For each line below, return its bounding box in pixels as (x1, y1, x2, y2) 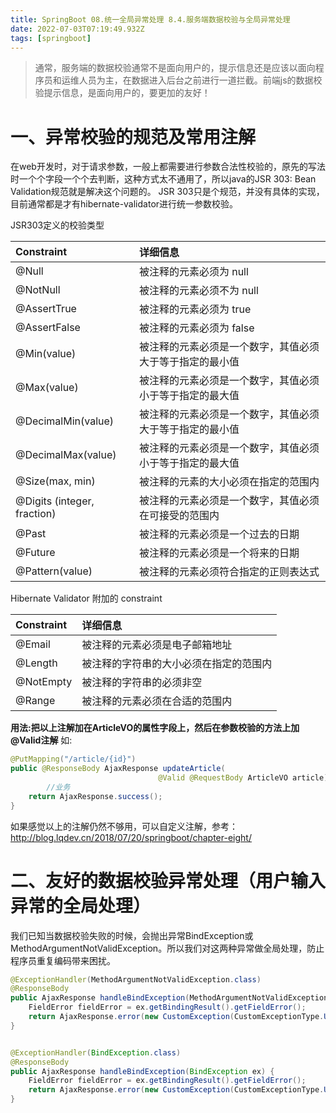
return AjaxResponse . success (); (28, 791, 163, 801)
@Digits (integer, (15, 494, 95, 508)
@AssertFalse (15, 321, 81, 335)
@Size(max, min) (15, 474, 96, 488)
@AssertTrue (15, 302, 77, 316)
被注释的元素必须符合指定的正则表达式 (138, 565, 320, 579)
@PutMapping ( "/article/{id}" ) (10, 754, 137, 765)
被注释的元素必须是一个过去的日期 (138, 527, 300, 541)
